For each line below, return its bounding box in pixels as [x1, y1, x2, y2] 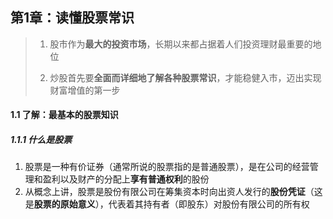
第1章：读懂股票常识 [10, 9, 135, 27]
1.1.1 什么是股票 [10, 134, 73, 145]
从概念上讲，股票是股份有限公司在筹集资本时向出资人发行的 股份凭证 [24, 186, 306, 198]
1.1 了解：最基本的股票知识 [10, 109, 119, 121]
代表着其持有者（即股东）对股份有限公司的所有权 [108, 198, 310, 210]
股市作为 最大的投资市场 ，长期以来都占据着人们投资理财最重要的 [49, 38, 313, 50]
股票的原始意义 [33, 198, 96, 210]
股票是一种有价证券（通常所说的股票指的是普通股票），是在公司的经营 [24, 161, 310, 173]
